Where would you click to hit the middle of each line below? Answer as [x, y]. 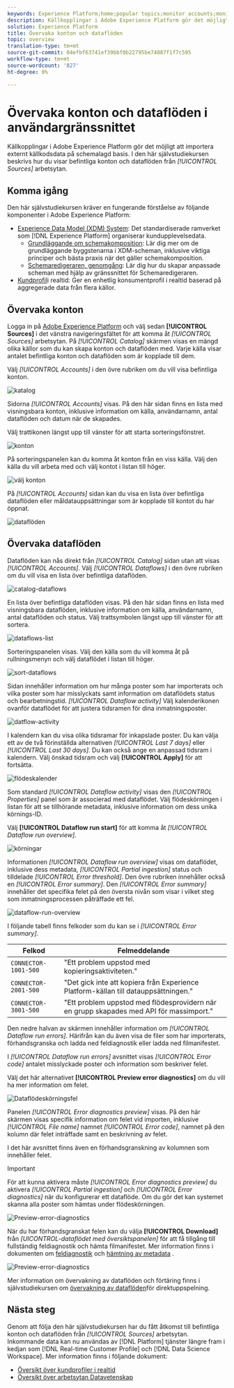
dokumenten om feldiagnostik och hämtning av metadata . [91, 1253]
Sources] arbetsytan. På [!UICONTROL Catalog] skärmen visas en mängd [113, 341]
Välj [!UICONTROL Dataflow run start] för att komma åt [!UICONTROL [107, 827]
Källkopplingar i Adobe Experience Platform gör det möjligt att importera [110, 146]
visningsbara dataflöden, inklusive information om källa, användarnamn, [110, 610]
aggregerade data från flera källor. [67, 288]
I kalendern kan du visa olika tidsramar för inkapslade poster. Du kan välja [113, 735]
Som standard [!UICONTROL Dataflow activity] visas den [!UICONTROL [110, 792]
